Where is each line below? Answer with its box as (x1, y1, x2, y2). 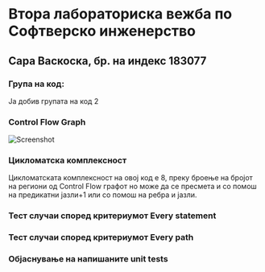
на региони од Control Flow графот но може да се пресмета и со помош (8, 182, 258, 192)
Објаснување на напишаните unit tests (8, 253, 168, 265)
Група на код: (8, 78, 64, 89)
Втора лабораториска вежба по (8, 5, 232, 23)
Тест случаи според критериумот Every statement (8, 210, 217, 221)
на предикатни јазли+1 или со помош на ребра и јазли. (8, 190, 197, 200)
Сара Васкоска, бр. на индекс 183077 (8, 54, 207, 68)
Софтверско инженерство (8, 22, 196, 40)
